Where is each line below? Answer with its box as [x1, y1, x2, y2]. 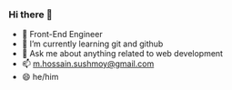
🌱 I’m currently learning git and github [21, 38, 164, 49]
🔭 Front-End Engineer [21, 29, 103, 40]
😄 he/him [21, 72, 59, 83]
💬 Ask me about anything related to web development [21, 48, 224, 59]
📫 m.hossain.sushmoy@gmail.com [21, 58, 155, 69]
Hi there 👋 [8, 8, 54, 21]
